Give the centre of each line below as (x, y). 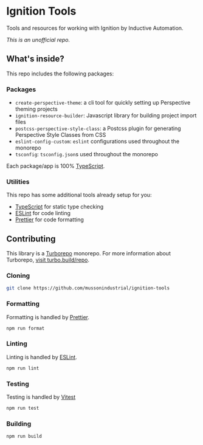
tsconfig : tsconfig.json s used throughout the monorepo (86, 154)
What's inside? (36, 59)
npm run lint (23, 368)
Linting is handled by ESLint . (42, 357)
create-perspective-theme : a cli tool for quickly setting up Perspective (103, 103)
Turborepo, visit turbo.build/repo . (48, 260)
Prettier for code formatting (49, 219)
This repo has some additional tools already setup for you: (79, 195)
